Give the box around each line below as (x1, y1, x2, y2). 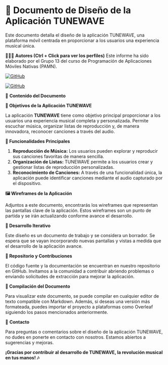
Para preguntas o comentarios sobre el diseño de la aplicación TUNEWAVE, (5, 329, 163, 335)
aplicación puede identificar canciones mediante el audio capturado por (12, 174, 163, 181)
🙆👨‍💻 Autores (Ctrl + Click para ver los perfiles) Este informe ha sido (5, 53, 149, 59)
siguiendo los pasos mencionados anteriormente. (5, 309, 108, 315)
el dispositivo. (12, 180, 42, 186)
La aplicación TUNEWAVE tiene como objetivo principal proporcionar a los (5, 112, 161, 118)
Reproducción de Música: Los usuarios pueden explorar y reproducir (12, 148, 158, 154)
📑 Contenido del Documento (5, 93, 66, 99)
